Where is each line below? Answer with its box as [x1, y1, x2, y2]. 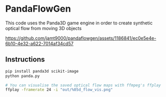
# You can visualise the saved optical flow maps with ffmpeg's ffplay [5, 82, 161, 88]
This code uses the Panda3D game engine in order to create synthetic [5, 20, 153, 26]
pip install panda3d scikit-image [5, 69, 79, 74]
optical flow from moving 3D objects [5, 25, 82, 31]
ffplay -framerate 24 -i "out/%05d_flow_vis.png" [5, 87, 113, 92]
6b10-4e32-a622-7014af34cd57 [5, 40, 74, 46]
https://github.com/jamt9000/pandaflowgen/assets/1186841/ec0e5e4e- [5, 35, 157, 41]
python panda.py [5, 73, 40, 79]
